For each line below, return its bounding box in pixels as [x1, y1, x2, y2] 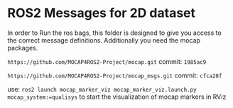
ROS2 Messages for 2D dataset [7, 5, 196, 21]
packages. [7, 43, 38, 52]
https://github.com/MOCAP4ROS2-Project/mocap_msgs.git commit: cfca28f [7, 71, 222, 80]
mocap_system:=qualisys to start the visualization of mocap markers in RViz [7, 92, 227, 101]
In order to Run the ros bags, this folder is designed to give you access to [7, 28, 222, 37]
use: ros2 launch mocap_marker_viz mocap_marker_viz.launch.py [7, 85, 197, 93]
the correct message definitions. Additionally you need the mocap [7, 36, 201, 44]
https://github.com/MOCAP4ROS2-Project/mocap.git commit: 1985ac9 [7, 57, 207, 65]
